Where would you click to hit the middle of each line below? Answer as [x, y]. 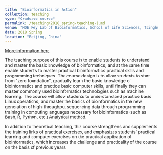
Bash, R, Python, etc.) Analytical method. [46, 117]
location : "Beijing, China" [33, 37]
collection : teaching [27, 14]
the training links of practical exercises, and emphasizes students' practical [80, 132]
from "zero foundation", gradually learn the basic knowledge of [68, 80]
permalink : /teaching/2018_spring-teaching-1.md [55, 23]
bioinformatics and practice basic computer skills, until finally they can [75, 86]
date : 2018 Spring [24, 32]
